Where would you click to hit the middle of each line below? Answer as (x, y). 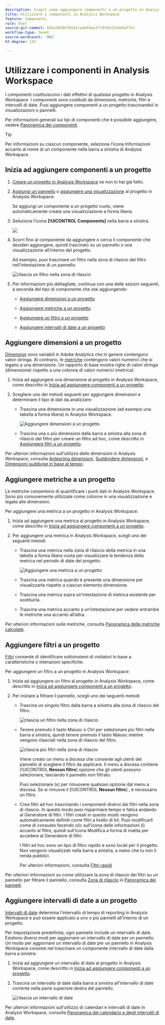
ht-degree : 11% (21, 42)
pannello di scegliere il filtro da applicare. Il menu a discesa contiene (89, 764)
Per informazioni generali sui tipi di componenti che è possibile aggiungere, (81, 120)
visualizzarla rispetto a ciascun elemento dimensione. (74, 585)
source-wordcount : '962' (30, 37)
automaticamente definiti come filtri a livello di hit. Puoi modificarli (86, 820)
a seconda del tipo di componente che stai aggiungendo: (70, 289)
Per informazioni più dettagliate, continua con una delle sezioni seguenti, (86, 284)
